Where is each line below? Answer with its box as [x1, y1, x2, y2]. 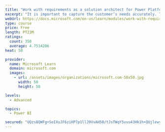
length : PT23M [5, 30, 34, 35]
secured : [5, 120, 23, 125]
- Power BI [9, 111, 32, 116]
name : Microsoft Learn [9, 62, 56, 66]
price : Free [5, 25, 29, 30]
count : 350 [9, 39, 32, 44]
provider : [5, 57, 26, 62]
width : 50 [18, 80, 38, 85]
